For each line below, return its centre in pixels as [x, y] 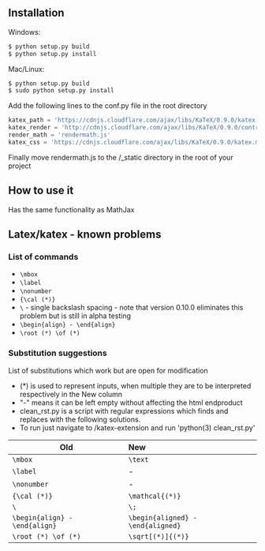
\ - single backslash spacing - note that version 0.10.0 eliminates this [131, 308]
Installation [36, 13]
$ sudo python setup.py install [61, 91]
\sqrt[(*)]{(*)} [159, 536]
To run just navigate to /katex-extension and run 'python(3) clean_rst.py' [137, 427]
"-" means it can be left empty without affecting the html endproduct [131, 403]
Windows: [24, 32]
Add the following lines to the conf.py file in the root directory [108, 106]
